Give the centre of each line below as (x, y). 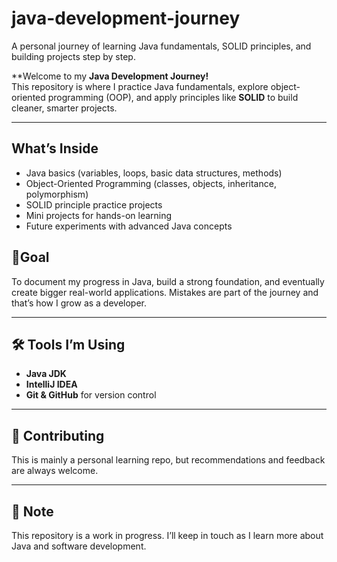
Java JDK (46, 374)
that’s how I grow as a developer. (79, 303)
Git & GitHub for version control (91, 395)
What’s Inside (55, 148)
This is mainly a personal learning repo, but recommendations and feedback (168, 460)
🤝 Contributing (58, 435)
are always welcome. (55, 471)
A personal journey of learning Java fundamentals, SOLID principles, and (161, 46)
